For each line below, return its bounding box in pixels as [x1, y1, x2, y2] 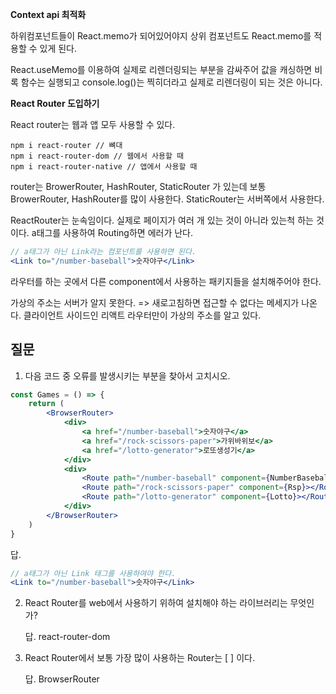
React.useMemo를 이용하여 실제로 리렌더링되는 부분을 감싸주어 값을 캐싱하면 [10, 64, 313, 75]
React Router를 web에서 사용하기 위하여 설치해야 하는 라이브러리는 [24, 597, 288, 609]
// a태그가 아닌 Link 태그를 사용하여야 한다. [10, 568, 177, 578]
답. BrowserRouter [24, 673, 100, 685]
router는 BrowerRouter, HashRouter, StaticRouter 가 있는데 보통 [10, 181, 267, 192]
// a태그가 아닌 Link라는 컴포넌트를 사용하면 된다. [10, 247, 197, 257]
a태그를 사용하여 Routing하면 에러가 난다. [31, 227, 193, 238]
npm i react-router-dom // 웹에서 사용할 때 [10, 151, 185, 161]
